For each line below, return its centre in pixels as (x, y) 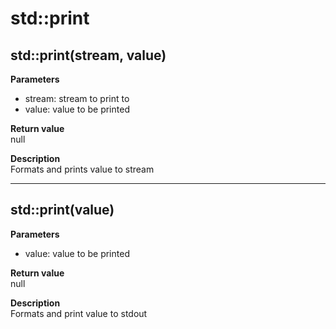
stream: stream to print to (77, 98)
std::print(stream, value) (88, 55)
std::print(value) (62, 210)
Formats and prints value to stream (82, 169)
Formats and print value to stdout (79, 313)
